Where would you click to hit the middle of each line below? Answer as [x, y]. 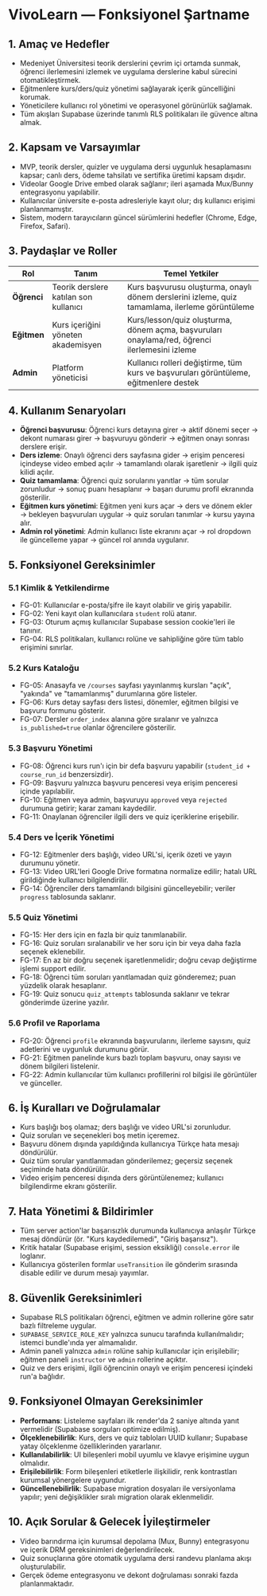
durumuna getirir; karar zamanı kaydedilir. [88, 808]
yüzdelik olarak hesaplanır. [63, 986]
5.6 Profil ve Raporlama [54, 1023]
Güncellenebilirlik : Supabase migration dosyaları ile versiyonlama [128, 1488]
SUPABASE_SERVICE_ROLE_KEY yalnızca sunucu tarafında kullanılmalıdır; [132, 1334]
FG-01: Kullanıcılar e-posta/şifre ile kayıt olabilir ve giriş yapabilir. [126, 605]
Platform [68, 367]
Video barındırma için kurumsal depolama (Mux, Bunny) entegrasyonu [134, 1541]
